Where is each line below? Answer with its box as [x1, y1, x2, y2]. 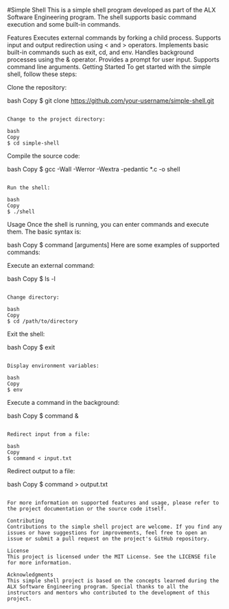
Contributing [7, 517, 45, 524]
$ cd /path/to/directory [7, 318, 78, 325]
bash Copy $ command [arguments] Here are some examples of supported [7, 241, 220, 249]
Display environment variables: [7, 362, 99, 369]
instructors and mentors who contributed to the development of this [7, 589, 210, 596]
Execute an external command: [7, 262, 95, 269]
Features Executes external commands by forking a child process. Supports [7, 34, 221, 42]
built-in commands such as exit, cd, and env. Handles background [7, 48, 194, 56]
